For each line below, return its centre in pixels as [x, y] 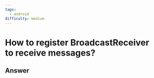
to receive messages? [50, 53]
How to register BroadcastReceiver [77, 42]
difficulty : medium [25, 18]
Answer [17, 70]
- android [19, 14]
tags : [10, 9]
